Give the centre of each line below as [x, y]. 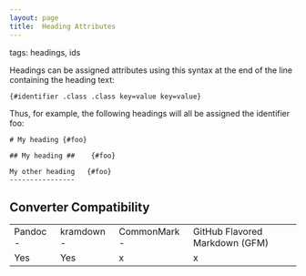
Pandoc [31, 231]
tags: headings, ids [45, 52]
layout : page [34, 18]
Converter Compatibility [80, 207]
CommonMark [149, 231]
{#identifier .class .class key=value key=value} [106, 97]
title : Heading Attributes [63, 26]
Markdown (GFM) [230, 243]
